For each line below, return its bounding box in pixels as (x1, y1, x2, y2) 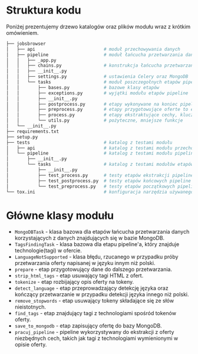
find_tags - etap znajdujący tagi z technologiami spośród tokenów (14, 310, 177, 317)
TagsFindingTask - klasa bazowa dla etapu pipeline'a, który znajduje (14, 241, 180, 248)
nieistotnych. (14, 303, 46, 310)
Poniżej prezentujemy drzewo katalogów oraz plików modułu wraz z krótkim (6, 23, 191, 30)
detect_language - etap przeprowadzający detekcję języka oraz (14, 284, 169, 292)
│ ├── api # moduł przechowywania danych (6, 46, 181, 52)
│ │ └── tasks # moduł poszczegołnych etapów (6, 79, 181, 86)
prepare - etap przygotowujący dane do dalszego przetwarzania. (14, 266, 173, 273)
